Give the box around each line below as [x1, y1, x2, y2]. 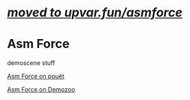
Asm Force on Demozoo [7, 86, 75, 94]
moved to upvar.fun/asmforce [7, 5, 183, 21]
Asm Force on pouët [7, 72, 65, 80]
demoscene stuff [7, 59, 56, 67]
